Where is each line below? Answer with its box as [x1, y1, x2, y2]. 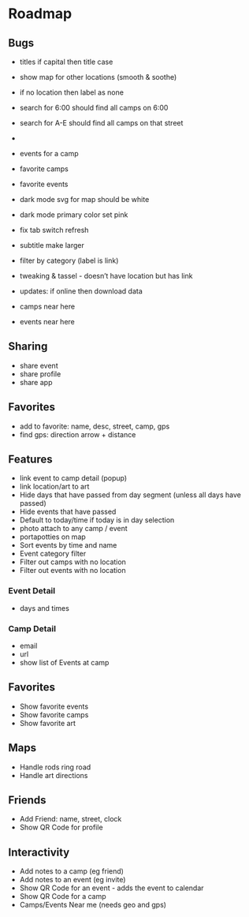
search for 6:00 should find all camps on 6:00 [19, 103, 169, 112]
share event [19, 361, 58, 370]
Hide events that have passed [19, 507, 117, 517]
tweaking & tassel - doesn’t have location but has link [19, 271, 193, 280]
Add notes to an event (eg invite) [19, 875, 126, 885]
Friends [8, 794, 46, 807]
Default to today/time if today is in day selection [19, 515, 175, 525]
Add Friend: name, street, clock [19, 814, 122, 824]
